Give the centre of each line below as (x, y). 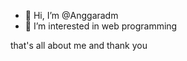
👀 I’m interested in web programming (101, 26)
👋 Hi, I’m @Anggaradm (71, 15)
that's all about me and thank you (79, 45)
